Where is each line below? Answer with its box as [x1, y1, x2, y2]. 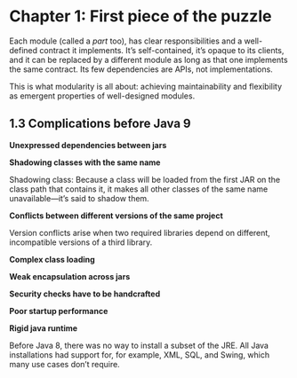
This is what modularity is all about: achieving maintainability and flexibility [9, 81, 283, 91]
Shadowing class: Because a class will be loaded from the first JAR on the [9, 174, 281, 185]
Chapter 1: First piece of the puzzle [9, 6, 272, 27]
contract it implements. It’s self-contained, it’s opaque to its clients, [39, 44, 285, 55]
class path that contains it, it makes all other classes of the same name [9, 184, 269, 194]
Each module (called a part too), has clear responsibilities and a [9, 35, 243, 46]
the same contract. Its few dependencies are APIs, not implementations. [9, 64, 273, 75]
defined [9, 44, 38, 55]
